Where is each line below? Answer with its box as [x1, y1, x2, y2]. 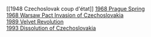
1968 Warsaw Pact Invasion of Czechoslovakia [6, 12, 124, 19]
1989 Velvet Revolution [6, 18, 64, 25]
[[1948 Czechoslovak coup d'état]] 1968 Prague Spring [6, 5, 145, 12]
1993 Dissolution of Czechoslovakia [6, 24, 97, 32]
